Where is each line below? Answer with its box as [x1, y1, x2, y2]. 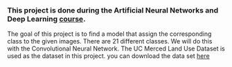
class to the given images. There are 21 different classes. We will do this [7, 37, 213, 46]
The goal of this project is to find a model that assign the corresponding [7, 30, 212, 38]
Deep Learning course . [7, 14, 86, 23]
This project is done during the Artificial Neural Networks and [7, 6, 219, 15]
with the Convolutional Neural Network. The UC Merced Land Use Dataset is [7, 44, 225, 53]
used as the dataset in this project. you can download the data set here [7, 52, 210, 60]
